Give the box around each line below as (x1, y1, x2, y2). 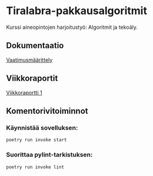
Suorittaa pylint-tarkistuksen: (6, 151, 93, 159)
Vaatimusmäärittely (6, 56, 53, 63)
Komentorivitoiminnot (6, 106, 88, 116)
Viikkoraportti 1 (6, 89, 42, 96)
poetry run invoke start (6, 137, 67, 143)
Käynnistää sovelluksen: (6, 124, 78, 132)
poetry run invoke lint (6, 164, 65, 170)
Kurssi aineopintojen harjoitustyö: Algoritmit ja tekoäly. (6, 24, 138, 31)
